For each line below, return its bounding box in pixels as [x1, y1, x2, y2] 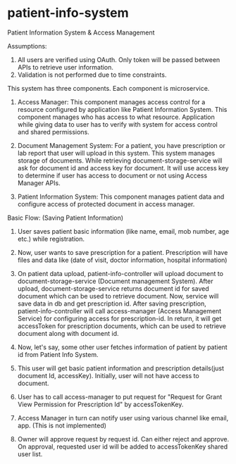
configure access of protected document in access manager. [17, 199, 195, 208]
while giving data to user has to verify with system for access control [17, 120, 218, 128]
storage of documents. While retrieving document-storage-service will [17, 156, 223, 165]
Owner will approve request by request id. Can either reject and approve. [17, 434, 230, 443]
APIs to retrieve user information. [17, 63, 114, 71]
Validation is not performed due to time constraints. [17, 70, 167, 79]
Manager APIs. [17, 178, 61, 187]
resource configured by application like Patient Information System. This [17, 105, 228, 113]
